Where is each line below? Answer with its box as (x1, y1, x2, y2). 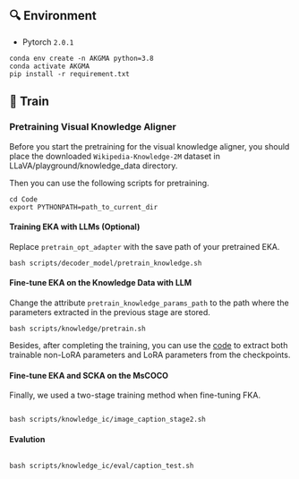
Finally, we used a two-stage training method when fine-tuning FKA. (9, 389, 261, 401)
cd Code (9, 194, 38, 204)
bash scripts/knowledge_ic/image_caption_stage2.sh (9, 415, 206, 424)
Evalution (9, 433, 46, 444)
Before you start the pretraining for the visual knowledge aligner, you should (9, 141, 290, 151)
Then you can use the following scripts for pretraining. (9, 177, 209, 188)
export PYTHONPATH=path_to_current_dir (9, 202, 158, 211)
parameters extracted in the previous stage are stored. (9, 306, 210, 317)
